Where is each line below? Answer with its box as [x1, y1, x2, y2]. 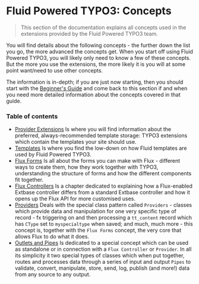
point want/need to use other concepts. [6, 67, 103, 74]
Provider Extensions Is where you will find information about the [14, 126, 172, 133]
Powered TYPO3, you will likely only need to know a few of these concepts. [6, 54, 191, 61]
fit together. [14, 176, 43, 184]
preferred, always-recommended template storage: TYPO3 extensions [14, 132, 188, 139]
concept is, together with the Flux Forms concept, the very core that [14, 227, 182, 234]
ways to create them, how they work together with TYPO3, [14, 163, 159, 171]
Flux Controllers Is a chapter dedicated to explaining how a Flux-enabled [14, 182, 193, 190]
